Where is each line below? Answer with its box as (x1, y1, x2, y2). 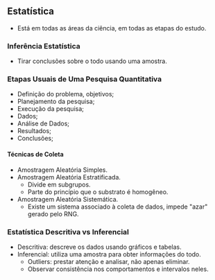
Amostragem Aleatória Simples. (17, 166, 108, 174)
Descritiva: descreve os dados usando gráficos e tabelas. (17, 243, 182, 251)
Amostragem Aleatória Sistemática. (17, 195, 119, 203)
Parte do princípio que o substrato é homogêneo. (27, 187, 169, 196)
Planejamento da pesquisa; (17, 97, 95, 106)
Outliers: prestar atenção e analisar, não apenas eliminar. (27, 257, 190, 265)
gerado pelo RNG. (27, 209, 79, 218)
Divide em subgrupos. (27, 180, 92, 189)
